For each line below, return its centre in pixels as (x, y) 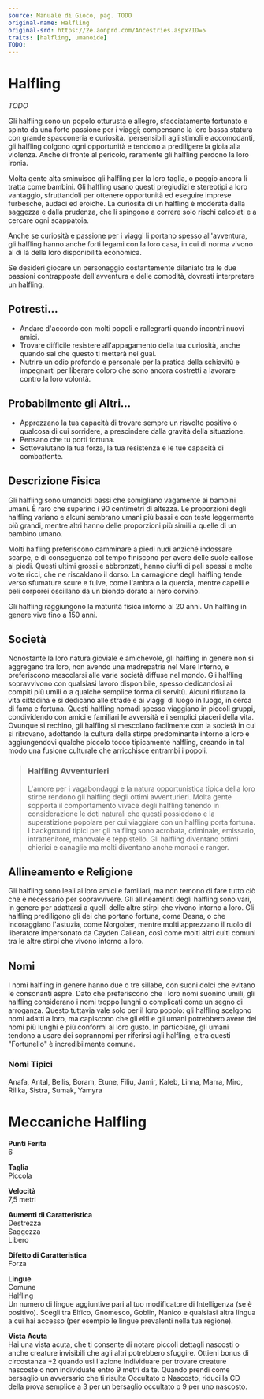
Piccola (20, 1176)
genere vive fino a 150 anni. (53, 615)
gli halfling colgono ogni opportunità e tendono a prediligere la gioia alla (125, 146)
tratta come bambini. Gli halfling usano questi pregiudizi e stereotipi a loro (128, 187)
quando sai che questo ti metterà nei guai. (88, 353)
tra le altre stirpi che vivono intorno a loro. (76, 942)
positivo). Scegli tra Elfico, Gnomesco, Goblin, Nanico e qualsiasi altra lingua (132, 1313)
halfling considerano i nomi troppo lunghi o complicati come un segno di (125, 1002)
